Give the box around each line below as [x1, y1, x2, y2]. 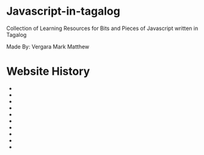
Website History [6, 64, 90, 78]
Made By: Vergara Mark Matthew [6, 43, 90, 50]
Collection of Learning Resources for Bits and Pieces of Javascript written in [6, 25, 199, 32]
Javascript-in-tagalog [6, 4, 120, 18]
